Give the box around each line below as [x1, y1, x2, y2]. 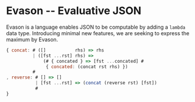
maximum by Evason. [6, 36, 58, 43]
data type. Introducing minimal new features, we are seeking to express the [6, 29, 190, 36]
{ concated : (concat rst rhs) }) [45, 63, 128, 70]
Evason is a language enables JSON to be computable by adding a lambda [6, 23, 186, 30]
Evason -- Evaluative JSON [6, 4, 142, 18]
